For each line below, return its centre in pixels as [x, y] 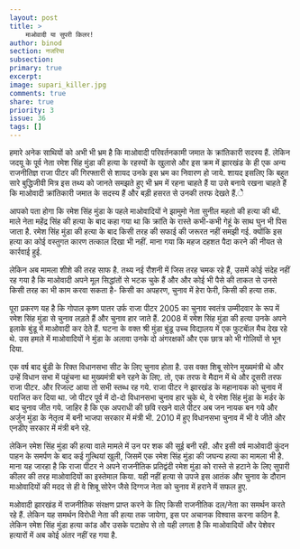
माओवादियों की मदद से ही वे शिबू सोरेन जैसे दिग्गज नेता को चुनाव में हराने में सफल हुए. [128, 487]
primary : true [36, 69]
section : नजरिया [37, 51]
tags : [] [26, 127]
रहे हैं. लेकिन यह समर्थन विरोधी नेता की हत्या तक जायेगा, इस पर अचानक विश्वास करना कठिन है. [145, 515]
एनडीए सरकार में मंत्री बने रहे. [50, 428]
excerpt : [26, 77]
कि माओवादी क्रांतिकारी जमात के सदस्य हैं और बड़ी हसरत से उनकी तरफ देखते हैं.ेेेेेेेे [127, 193]
